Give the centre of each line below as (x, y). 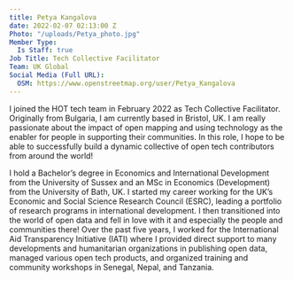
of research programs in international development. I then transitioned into (145, 210)
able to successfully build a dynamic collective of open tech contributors (142, 146)
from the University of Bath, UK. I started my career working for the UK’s (141, 191)
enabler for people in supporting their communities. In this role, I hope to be (147, 137)
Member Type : (33, 42)
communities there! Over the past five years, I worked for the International (144, 229)
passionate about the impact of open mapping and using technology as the (146, 127)
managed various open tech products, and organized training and (129, 257)
